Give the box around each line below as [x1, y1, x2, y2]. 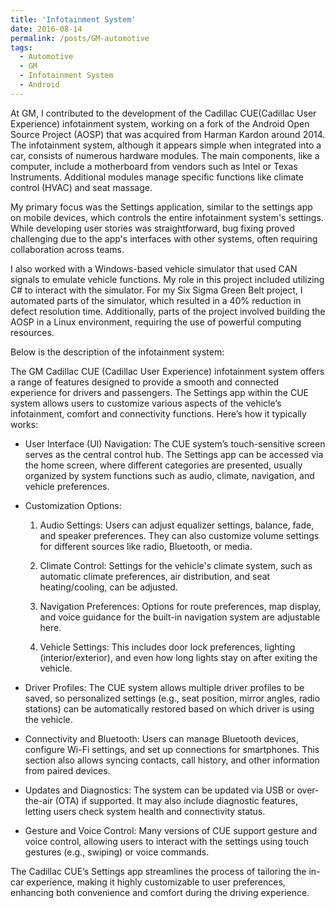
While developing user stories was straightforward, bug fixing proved [10, 222, 295, 234]
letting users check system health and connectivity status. [24, 805, 266, 817]
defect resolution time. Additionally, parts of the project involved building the [10, 305, 326, 317]
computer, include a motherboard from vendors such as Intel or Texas [10, 160, 298, 172]
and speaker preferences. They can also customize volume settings [39, 529, 320, 541]
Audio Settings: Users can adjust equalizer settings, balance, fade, [39, 519, 315, 531]
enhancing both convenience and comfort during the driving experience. [10, 886, 310, 898]
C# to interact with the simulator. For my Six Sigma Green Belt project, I [10, 284, 303, 296]
